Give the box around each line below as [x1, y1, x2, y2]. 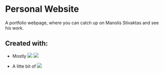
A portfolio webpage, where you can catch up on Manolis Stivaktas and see [5, 20, 159, 26]
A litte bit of [12, 63, 36, 69]
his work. [5, 25, 24, 31]
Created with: [5, 39, 48, 48]
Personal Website [5, 3, 79, 15]
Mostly [12, 53, 27, 59]
